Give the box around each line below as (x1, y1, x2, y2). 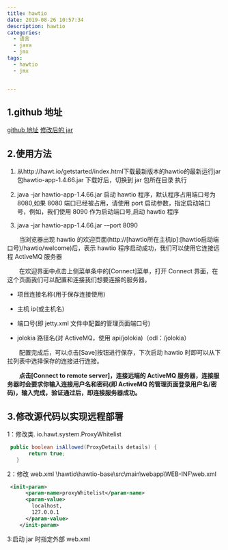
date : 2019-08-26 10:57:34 (7, 16, 84, 23)
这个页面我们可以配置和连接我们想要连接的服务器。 (7, 275, 151, 284)
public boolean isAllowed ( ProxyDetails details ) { (10, 443, 157, 451)
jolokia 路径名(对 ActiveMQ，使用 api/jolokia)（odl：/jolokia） (16, 334, 190, 342)
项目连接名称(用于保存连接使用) (16, 290, 106, 299)
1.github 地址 (7, 106, 63, 118)
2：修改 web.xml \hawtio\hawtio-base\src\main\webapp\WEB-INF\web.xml (7, 470, 217, 478)
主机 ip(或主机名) (16, 305, 65, 313)
